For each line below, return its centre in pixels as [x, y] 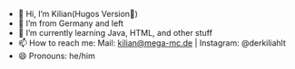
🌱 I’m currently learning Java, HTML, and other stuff [115, 33]
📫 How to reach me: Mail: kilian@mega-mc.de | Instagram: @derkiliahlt [152, 43]
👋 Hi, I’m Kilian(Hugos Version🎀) [78, 14]
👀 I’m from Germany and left [71, 23]
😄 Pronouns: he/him [56, 56]
